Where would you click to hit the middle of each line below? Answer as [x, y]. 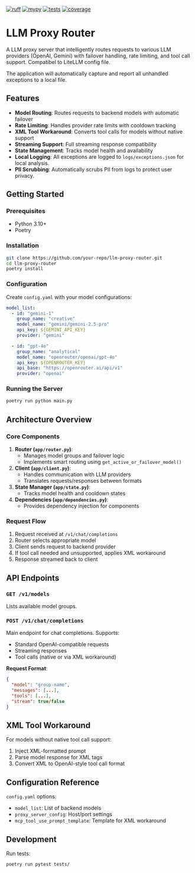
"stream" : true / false [38, 701]
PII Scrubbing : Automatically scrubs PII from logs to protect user [93, 169]
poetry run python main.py [39, 401]
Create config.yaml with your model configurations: [69, 297]
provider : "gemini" [41, 336]
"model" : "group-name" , [40, 685]
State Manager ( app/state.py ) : [52, 487]
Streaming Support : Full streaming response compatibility [86, 144]
